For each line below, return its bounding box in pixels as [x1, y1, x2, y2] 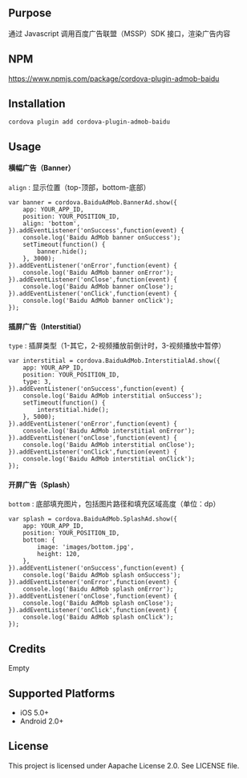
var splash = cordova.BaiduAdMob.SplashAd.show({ [8, 515, 178, 523]
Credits [8, 642, 47, 655]
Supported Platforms [8, 687, 115, 700]
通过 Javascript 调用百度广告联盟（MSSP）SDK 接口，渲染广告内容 [8, 28, 231, 38]
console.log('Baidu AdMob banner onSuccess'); [22, 234, 181, 242]
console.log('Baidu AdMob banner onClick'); [22, 296, 174, 305]
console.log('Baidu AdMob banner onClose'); [22, 283, 174, 291]
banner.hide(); [37, 248, 88, 256]
